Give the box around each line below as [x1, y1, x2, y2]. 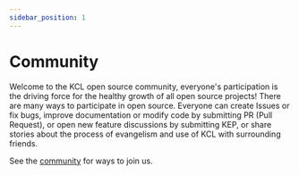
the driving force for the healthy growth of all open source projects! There [9, 90, 282, 101]
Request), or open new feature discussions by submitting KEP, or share [9, 119, 272, 129]
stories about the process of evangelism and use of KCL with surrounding [9, 129, 281, 139]
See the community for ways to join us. [9, 155, 154, 166]
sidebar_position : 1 [9, 12, 87, 22]
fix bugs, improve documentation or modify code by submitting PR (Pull [9, 109, 273, 121]
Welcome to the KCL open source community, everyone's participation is [9, 81, 278, 92]
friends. [9, 137, 38, 148]
